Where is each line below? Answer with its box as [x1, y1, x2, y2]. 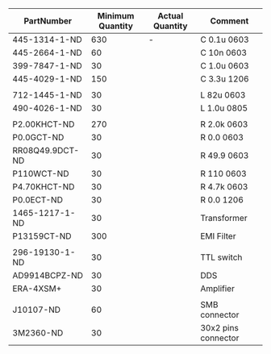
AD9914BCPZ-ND [12, 270, 83, 281]
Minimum [97, 10, 135, 21]
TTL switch [200, 252, 243, 263]
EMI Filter [200, 231, 236, 241]
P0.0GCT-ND [12, 132, 65, 143]
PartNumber [23, 15, 73, 27]
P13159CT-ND [12, 231, 72, 241]
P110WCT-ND [12, 169, 69, 179]
